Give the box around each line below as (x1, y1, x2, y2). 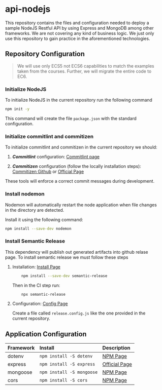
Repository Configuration (5, 50, 85, 58)
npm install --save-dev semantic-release (21, 273, 107, 278)
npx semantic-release (21, 292, 65, 297)
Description (102, 345, 130, 351)
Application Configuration (5, 330, 87, 338)
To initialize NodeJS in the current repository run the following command (5, 97, 153, 103)
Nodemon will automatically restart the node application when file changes (5, 201, 157, 208)
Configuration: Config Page (12, 301, 68, 307)
